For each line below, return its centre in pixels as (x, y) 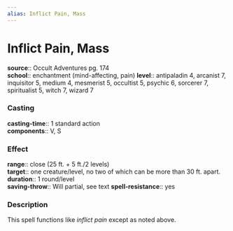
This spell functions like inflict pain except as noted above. (92, 220)
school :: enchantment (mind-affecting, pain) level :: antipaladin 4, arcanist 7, (116, 75)
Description (28, 205)
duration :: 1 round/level (41, 179)
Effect (18, 149)
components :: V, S (34, 131)
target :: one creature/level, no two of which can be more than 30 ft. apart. (114, 171)
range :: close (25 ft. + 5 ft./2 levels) (58, 164)
